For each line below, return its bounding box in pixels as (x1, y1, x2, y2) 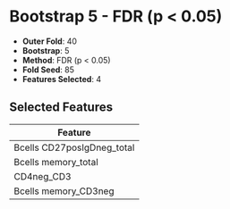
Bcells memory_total (13, 155, 98, 168)
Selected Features (9, 100, 114, 115)
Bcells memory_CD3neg (13, 185, 115, 197)
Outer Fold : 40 (21, 36, 78, 46)
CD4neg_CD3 (13, 170, 72, 182)
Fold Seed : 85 (21, 64, 74, 75)
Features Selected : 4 (21, 73, 101, 84)
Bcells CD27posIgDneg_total (13, 141, 135, 154)
